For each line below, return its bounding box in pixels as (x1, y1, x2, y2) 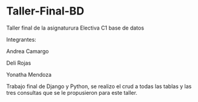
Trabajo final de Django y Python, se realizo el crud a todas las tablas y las (6, 83, 192, 90)
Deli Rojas (6, 59, 31, 66)
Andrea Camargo (6, 47, 49, 55)
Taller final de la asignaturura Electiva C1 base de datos (6, 24, 144, 31)
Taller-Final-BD (6, 4, 85, 18)
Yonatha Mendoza (6, 71, 52, 78)
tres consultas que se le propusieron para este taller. (6, 89, 137, 96)
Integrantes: (6, 36, 36, 43)
